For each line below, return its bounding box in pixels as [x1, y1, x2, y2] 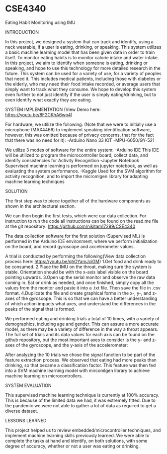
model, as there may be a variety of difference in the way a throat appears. [5, 326, 159, 332]
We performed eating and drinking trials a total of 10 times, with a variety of [5, 315, 160, 321]
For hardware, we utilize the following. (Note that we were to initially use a [5, 121, 157, 127]
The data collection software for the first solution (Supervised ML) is [5, 233, 145, 239]
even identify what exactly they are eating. [5, 96, 92, 102]
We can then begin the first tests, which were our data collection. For [5, 212, 147, 219]
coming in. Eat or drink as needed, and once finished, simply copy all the [5, 279, 154, 285]
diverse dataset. [5, 408, 38, 414]
